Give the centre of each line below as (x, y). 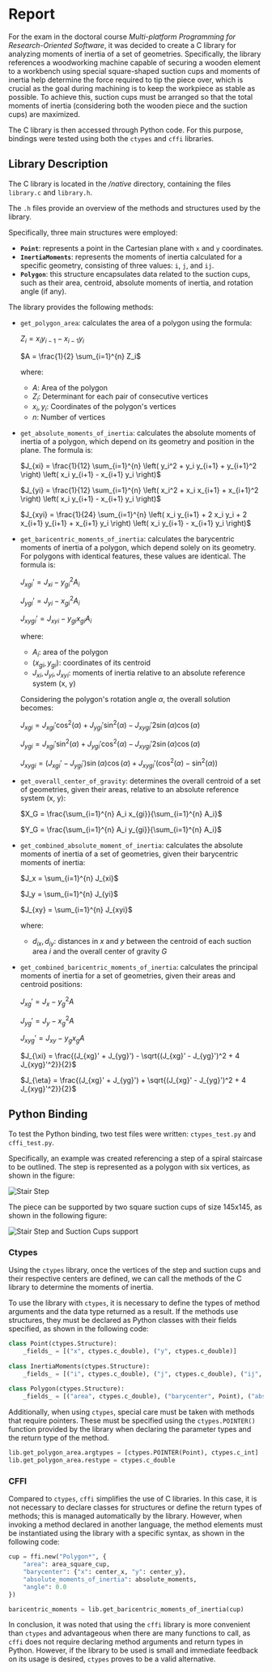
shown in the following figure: (58, 1215)
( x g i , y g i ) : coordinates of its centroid (91, 664)
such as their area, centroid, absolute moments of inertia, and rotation (136, 282)
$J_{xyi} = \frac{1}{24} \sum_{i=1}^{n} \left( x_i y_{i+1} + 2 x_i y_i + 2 (134, 515)
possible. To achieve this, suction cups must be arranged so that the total (131, 97)
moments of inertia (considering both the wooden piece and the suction (128, 106)
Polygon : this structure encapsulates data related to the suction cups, (135, 274)
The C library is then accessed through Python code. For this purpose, (126, 130)
